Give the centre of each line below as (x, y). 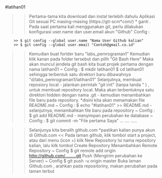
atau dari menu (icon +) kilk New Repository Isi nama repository (92, 140)
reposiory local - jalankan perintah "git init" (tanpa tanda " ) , (89, 85)
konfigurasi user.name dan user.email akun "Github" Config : (89, 32)
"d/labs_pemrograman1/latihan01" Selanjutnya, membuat (85, 80)
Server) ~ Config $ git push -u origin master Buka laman (85, 161)
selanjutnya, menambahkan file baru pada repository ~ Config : (92, 110)
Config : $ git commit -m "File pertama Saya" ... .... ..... (83, 121)
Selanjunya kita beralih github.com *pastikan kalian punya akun (92, 130)
